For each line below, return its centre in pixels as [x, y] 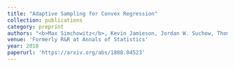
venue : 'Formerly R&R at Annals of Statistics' [78, 40]
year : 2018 [23, 46]
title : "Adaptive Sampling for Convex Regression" [83, 14]
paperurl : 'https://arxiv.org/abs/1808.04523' [76, 53]
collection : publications [45, 20]
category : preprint [36, 27]
